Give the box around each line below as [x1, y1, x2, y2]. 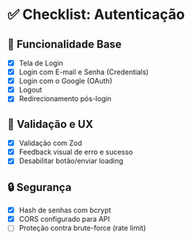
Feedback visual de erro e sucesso [18, 148, 134, 157]
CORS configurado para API [18, 215, 110, 224]
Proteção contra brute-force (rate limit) [18, 223, 146, 233]
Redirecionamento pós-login [18, 94, 112, 103]
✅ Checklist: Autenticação [7, 6, 185, 24]
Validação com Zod [18, 138, 82, 148]
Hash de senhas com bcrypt [18, 205, 112, 215]
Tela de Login [18, 58, 64, 68]
